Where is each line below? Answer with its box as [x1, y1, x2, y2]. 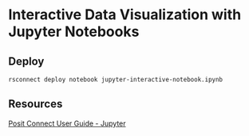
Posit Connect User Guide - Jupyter [8, 118, 126, 128]
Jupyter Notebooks [8, 22, 140, 41]
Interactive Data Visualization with [8, 6, 242, 24]
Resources [8, 98, 63, 111]
